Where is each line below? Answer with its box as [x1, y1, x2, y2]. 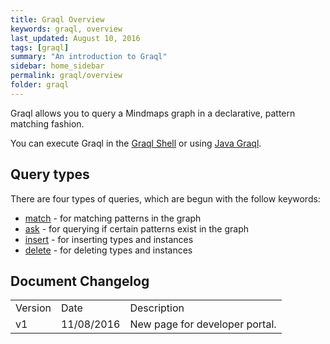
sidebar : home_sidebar [10, 61, 105, 71]
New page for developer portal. [129, 317, 277, 331]
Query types [10, 166, 90, 183]
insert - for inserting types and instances [24, 233, 194, 245]
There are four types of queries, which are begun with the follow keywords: [10, 192, 321, 205]
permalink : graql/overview [10, 71, 123, 81]
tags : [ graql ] [10, 42, 70, 53]
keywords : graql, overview [10, 24, 123, 34]
